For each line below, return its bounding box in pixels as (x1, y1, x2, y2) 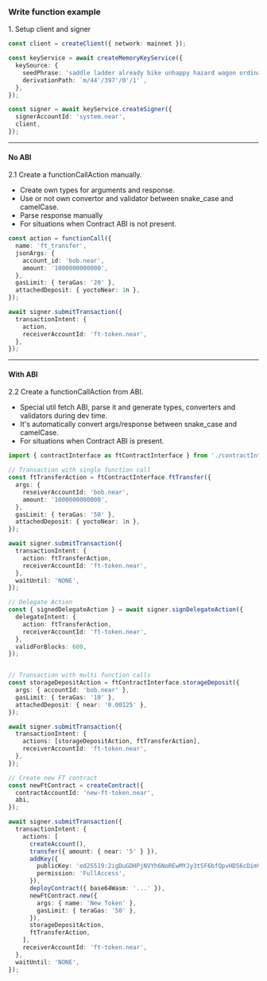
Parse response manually (19, 211, 103, 220)
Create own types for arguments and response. (19, 185, 176, 195)
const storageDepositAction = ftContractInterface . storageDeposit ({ (8, 679, 240, 687)
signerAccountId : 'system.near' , (15, 113, 126, 121)
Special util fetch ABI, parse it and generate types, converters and (19, 402, 236, 412)
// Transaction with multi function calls (8, 671, 151, 680)
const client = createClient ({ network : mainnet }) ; (8, 40, 187, 48)
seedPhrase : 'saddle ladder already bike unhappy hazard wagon (22, 68, 237, 77)
